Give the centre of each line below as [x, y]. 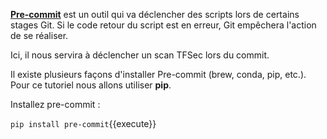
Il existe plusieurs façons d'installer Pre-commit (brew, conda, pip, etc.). [158, 74]
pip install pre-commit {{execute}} [83, 123]
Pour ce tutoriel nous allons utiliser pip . [91, 85]
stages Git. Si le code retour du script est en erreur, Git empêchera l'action [163, 25]
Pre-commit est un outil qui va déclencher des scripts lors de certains [155, 14]
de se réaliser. [39, 35]
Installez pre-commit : [55, 104]
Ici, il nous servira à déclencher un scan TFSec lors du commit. [140, 55]
